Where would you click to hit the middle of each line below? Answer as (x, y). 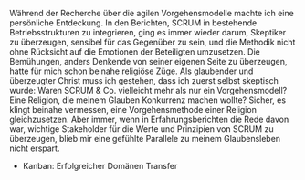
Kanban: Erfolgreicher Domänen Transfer (100, 166)
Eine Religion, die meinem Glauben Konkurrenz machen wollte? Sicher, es (147, 100)
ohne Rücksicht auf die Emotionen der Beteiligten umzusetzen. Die (135, 52)
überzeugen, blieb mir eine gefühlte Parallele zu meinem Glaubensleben (145, 139)
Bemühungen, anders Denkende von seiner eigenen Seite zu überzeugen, (148, 61)
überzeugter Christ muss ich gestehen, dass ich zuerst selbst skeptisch (144, 80)
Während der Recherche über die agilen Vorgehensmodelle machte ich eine (152, 13)
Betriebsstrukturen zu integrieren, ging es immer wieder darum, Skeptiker (148, 32)
